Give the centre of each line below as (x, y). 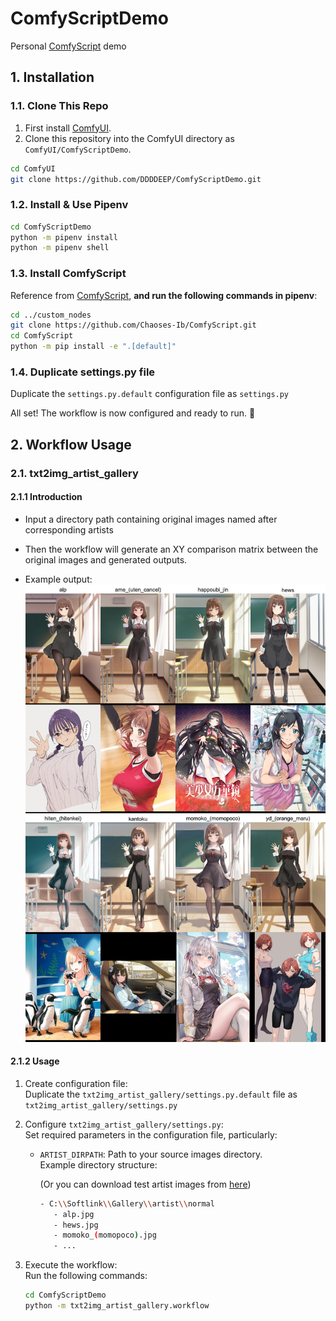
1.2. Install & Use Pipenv (69, 205)
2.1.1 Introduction (46, 497)
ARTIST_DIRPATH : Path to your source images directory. (151, 1154)
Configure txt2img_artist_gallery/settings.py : (124, 1124)
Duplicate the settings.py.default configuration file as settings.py (150, 394)
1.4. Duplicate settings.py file (83, 372)
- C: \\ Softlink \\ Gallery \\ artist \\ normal (127, 1203)
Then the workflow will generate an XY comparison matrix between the (171, 549)
